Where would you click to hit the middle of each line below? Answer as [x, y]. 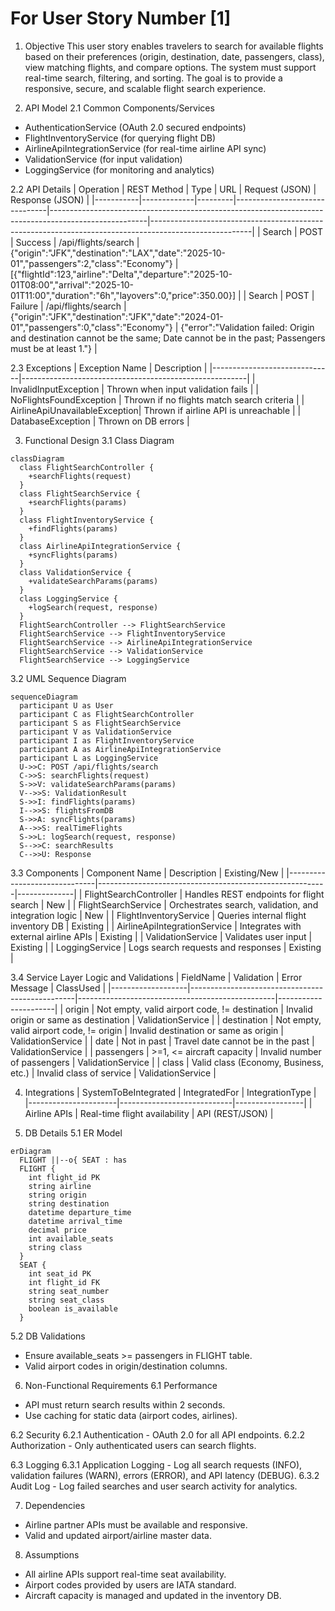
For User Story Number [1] [121, 18]
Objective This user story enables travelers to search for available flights [174, 46]
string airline [60, 1186]
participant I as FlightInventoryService [107, 740]
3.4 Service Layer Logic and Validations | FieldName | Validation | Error [156, 977]
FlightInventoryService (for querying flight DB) [120, 138]
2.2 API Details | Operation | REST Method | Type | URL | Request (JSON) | [163, 189]
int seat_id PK [60, 1273]
